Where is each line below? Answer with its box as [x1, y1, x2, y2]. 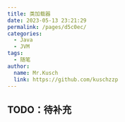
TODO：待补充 [7, 104, 72, 116]
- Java [13, 37, 33, 44]
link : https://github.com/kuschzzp [13, 75, 119, 83]
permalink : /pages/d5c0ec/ [7, 23, 87, 30]
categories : [7, 30, 42, 37]
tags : [7, 50, 23, 57]
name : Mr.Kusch [13, 69, 59, 76]
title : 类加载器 [7, 10, 51, 18]
